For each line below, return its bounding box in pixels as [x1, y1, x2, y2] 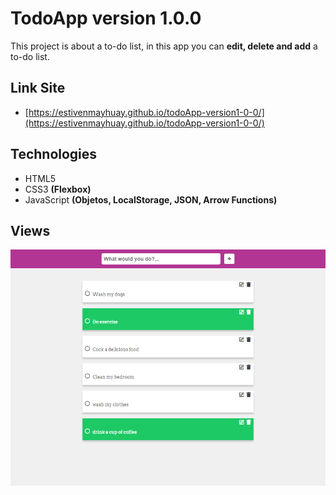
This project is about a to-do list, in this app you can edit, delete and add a [10, 40, 318, 52]
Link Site [10, 80, 66, 97]
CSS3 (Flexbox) [24, 183, 92, 195]
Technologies [10, 146, 98, 163]
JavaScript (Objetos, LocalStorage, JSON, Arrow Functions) [24, 193, 278, 206]
